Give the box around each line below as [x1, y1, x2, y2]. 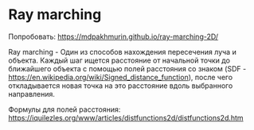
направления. [8, 89, 56, 98]
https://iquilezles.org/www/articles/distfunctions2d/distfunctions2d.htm [8, 113, 244, 122]
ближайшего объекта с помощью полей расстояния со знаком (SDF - [8, 63, 247, 73]
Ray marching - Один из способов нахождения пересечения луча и [8, 47, 236, 56]
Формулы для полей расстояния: [8, 105, 121, 114]
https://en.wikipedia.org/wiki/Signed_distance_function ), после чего [8, 72, 233, 82]
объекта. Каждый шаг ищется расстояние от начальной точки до [8, 55, 231, 65]
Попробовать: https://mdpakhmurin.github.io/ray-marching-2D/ [8, 32, 219, 41]
